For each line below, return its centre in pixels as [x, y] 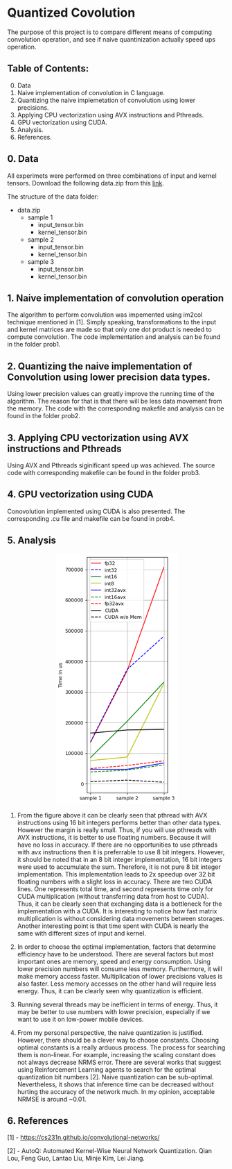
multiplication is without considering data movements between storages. [121, 918]
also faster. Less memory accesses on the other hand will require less [117, 984]
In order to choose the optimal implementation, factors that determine [116, 947]
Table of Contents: [48, 68]
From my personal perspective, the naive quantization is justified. [110, 1032]
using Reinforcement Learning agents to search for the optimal [106, 1069]
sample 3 [41, 261]
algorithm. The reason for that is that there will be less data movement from [115, 401]
